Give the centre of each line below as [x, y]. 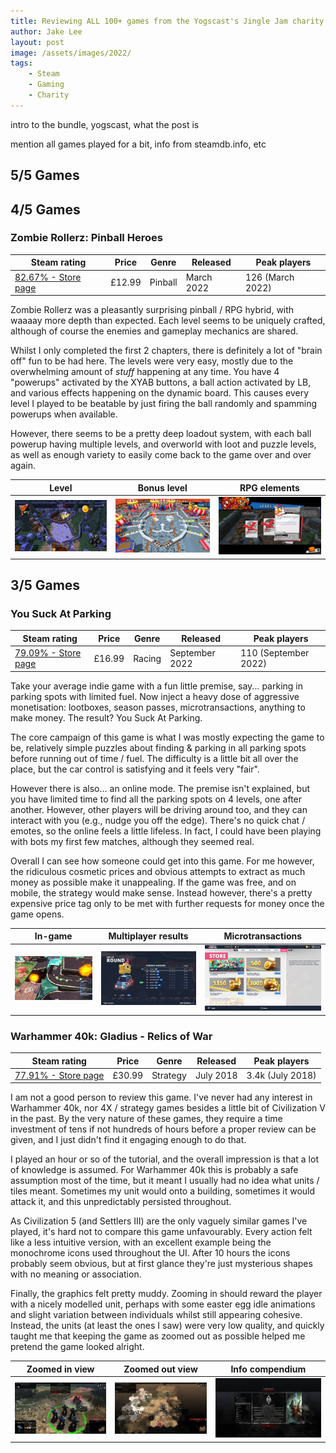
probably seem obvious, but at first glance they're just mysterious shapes [161, 1264]
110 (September [275, 653]
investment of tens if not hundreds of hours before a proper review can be [163, 1129]
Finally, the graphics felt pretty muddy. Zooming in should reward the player [166, 1294]
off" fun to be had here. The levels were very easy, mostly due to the [152, 361]
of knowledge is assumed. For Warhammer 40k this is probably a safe [154, 1170]
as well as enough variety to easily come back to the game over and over [161, 455]
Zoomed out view [160, 1369]
